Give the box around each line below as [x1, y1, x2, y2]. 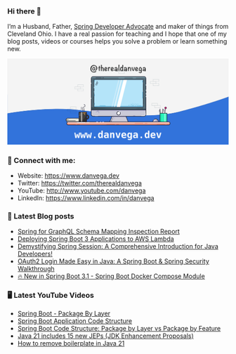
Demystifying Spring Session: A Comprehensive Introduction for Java [17, 242, 219, 251]
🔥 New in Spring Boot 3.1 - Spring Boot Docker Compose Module [17, 272, 205, 280]
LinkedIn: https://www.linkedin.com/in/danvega [17, 193, 155, 202]
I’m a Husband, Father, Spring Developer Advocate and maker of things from [7, 22, 229, 31]
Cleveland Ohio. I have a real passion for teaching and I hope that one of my [7, 29, 227, 38]
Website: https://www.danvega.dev [17, 171, 119, 180]
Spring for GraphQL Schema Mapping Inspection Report [17, 228, 181, 236]
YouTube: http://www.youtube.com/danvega [17, 186, 146, 195]
